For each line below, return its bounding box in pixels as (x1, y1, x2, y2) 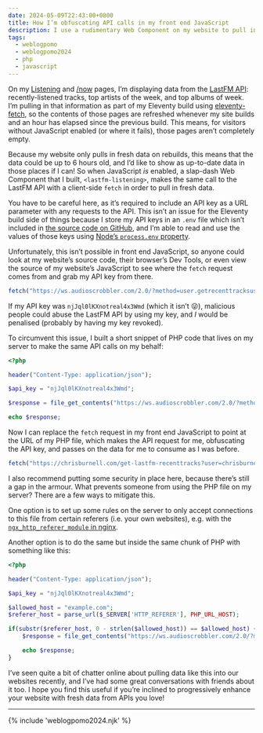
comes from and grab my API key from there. (8, 272, 154, 281)
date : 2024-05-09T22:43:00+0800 (8, 11, 113, 20)
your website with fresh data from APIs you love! (8, 693, 165, 702)
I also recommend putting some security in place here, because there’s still (8, 473, 250, 483)
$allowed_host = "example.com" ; (8, 603, 113, 611)
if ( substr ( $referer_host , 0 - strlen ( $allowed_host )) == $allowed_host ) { (8, 625, 258, 633)
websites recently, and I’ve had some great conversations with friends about (8, 676, 254, 686)
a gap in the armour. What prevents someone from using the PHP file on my (8, 482, 252, 491)
